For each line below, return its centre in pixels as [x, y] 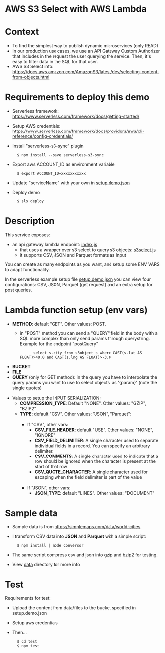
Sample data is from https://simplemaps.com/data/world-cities [76, 526]
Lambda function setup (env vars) [76, 310]
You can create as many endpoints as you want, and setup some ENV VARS [82, 264]
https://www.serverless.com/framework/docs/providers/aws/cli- [78, 131]
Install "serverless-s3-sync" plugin [48, 146]
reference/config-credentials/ [43, 136]
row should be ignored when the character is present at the [95, 461]
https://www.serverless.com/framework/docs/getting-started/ [76, 116]
